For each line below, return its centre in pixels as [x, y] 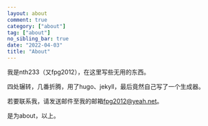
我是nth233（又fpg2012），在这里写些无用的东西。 [78, 72]
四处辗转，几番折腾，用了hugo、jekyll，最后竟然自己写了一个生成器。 [106, 86]
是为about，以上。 [33, 115]
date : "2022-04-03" [35, 45]
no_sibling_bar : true [38, 39]
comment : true [27, 20]
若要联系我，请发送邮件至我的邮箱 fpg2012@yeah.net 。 [85, 101]
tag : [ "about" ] [29, 33]
